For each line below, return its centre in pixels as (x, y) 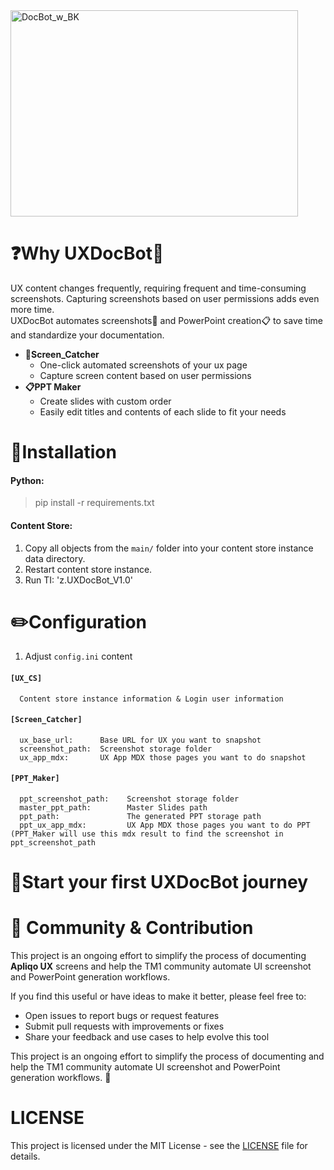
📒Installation (63, 452)
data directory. (55, 558)
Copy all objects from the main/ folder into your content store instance (169, 548)
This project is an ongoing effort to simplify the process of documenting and (167, 1056)
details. (25, 1156)
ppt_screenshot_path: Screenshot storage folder (129, 799)
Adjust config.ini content (78, 656)
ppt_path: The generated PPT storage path (140, 817)
